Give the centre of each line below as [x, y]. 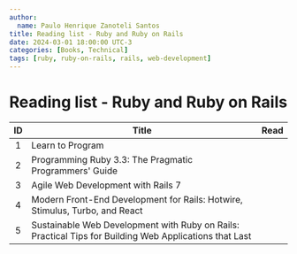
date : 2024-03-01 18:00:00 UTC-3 [71, 42]
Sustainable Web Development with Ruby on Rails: [136, 225]
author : [23, 17]
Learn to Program [68, 145]
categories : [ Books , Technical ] [69, 50]
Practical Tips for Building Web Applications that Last [141, 235]
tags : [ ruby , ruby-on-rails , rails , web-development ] [110, 58]
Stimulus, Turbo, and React [87, 211]
